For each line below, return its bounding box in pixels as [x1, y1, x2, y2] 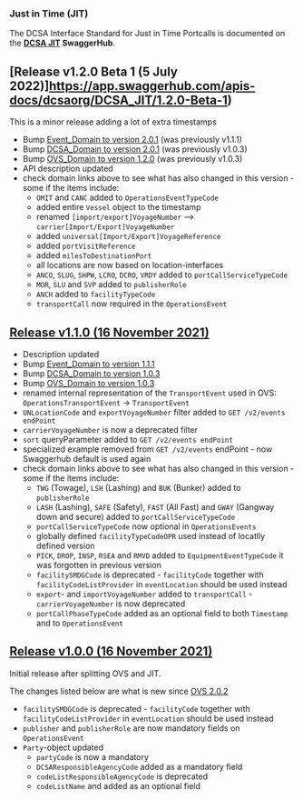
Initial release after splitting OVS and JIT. [9, 667, 161, 679]
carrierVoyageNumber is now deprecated [35, 598, 186, 609]
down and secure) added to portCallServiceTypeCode [35, 511, 236, 522]
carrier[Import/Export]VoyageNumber [35, 223, 175, 232]
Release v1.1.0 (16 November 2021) [9, 325, 210, 340]
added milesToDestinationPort [35, 250, 152, 261]
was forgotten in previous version [35, 559, 161, 570]
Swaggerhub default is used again [22, 453, 151, 464]
